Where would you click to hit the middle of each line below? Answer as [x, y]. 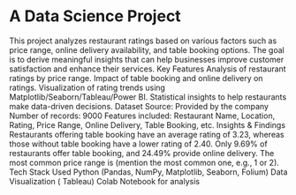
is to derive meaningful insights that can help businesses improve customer [147, 59]
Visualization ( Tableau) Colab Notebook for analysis [105, 181]
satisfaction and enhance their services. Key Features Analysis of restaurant [148, 69]
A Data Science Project [95, 16]
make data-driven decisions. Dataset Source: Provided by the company [139, 106]
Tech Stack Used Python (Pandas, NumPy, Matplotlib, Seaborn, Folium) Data [148, 172]
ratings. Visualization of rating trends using [87, 87]
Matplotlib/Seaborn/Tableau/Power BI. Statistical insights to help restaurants [148, 97]
